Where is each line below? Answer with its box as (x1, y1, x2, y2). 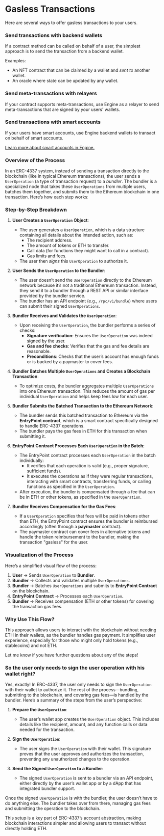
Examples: (5, 58, 26, 64)
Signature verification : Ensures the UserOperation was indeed (26, 333, 153, 339)
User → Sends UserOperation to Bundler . (12, 572, 95, 578)
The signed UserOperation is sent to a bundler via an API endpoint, (19, 775, 154, 781)
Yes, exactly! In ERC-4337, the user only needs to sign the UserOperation (5, 681, 152, 688)
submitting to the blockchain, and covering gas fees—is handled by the (5, 692, 148, 698)
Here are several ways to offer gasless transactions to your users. (5, 20, 138, 26)
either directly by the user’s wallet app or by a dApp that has (19, 781, 141, 786)
